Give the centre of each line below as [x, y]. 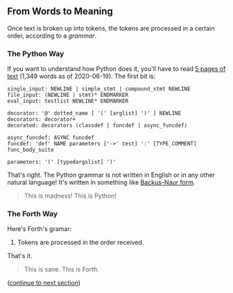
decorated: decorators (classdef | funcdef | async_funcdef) [97, 126]
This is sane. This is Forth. [61, 269]
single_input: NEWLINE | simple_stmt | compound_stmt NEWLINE [99, 89]
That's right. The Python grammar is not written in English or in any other [111, 175]
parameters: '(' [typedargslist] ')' [62, 162]
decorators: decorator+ [42, 120]
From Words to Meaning [60, 11]
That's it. [20, 256]
